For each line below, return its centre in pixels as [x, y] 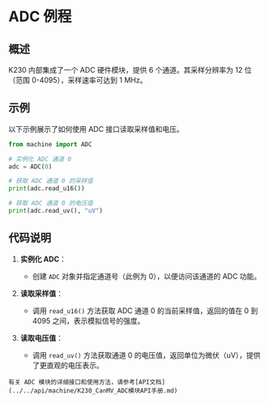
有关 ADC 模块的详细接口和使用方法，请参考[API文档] [87, 382]
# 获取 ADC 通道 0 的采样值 [51, 181]
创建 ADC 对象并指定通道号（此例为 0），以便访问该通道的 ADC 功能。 [147, 276]
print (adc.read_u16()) [47, 189]
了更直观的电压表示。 [68, 365]
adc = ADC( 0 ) [30, 167]
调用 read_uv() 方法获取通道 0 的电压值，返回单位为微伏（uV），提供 [146, 355]
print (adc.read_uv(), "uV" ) [56, 211]
